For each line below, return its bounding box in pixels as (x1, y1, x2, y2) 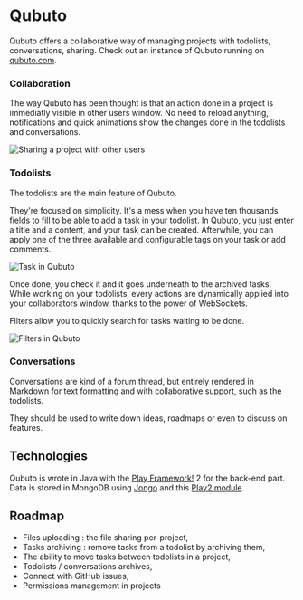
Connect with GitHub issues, (22, 571, 129, 582)
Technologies (9, 449, 89, 464)
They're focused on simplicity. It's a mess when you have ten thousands (9, 205, 279, 215)
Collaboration (9, 77, 71, 90)
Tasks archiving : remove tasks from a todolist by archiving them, (22, 542, 265, 553)
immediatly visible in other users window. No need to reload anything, (9, 108, 270, 119)
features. (9, 422, 43, 433)
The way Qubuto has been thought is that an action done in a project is (9, 98, 274, 109)
